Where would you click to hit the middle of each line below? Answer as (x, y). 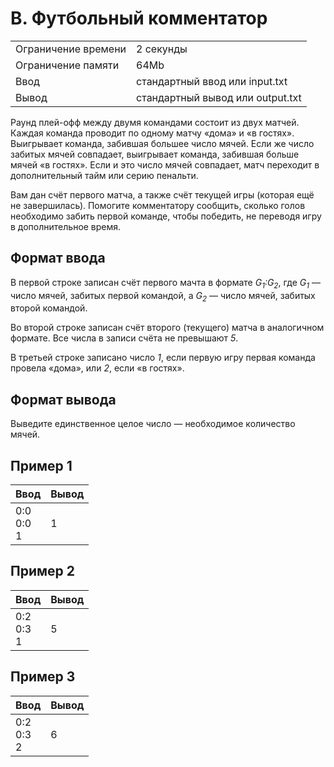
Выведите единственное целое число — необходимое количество (153, 424)
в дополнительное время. (66, 226)
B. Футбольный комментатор (139, 18)
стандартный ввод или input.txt (212, 81)
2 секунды (162, 49)
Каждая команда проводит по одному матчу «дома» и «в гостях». (152, 133)
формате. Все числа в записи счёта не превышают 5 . (124, 338)
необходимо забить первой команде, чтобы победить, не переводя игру (166, 216)
